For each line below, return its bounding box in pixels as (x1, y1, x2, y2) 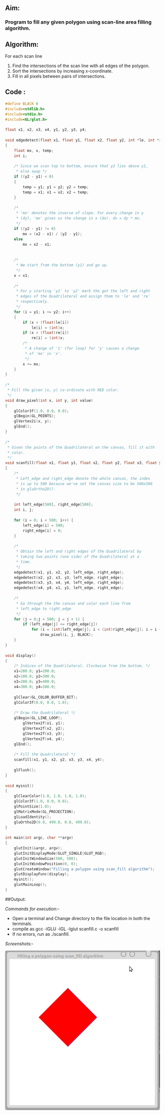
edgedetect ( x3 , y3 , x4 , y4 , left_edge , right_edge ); (14, 580, 124, 585)
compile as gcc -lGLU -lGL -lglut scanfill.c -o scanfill (12, 925, 119, 932)
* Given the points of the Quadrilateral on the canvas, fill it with (7, 445, 155, 450)
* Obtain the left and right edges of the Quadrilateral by (16, 549, 141, 554)
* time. (16, 559, 32, 564)
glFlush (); (14, 768, 36, 772)
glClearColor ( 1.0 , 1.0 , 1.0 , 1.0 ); (14, 794, 87, 799)
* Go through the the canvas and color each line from (16, 601, 131, 606)
